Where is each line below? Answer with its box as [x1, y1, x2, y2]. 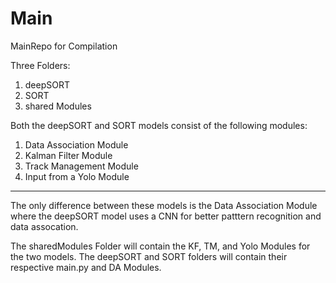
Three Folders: [10, 59, 71, 71]
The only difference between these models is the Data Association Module [10, 199, 318, 211]
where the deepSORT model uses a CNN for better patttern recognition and [10, 210, 322, 222]
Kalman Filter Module [24, 149, 113, 161]
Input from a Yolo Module [24, 170, 130, 182]
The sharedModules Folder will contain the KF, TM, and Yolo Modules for [10, 240, 311, 252]
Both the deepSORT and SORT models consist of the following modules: [10, 119, 308, 131]
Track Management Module [24, 160, 139, 172]
